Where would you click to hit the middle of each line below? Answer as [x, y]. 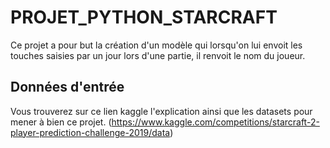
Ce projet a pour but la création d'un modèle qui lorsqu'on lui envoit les [156, 45]
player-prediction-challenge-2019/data [90, 132]
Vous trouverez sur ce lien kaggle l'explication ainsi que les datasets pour [161, 111]
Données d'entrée [67, 87]
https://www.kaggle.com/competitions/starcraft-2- [215, 122]
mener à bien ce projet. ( [61, 122]
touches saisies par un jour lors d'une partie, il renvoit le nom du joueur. [158, 55]
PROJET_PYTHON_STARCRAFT [144, 17]
